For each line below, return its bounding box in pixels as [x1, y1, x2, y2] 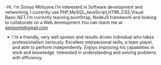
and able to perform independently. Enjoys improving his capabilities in [12, 45, 155, 50]
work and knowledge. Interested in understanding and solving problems [12, 49, 157, 55]
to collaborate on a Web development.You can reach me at [5, 19, 123, 25]
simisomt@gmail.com [5, 25, 48, 31]
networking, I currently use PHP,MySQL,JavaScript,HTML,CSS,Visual [5, 9, 143, 15]
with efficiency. [12, 55, 43, 60]
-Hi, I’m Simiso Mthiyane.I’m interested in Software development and [5, 4, 143, 10]
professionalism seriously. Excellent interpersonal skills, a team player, [12, 39, 153, 45]
